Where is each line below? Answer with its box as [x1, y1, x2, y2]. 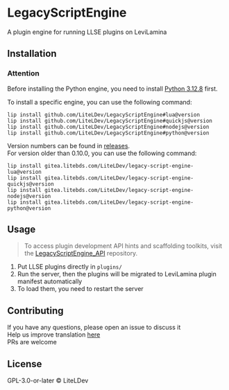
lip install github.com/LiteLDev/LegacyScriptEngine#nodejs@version [7, 123, 210, 130]
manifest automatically [17, 277, 83, 285]
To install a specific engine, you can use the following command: [7, 98, 192, 106]
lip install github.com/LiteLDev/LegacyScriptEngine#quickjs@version [7, 117, 213, 124]
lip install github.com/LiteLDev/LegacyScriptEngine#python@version [7, 130, 210, 136]
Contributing [7, 305, 64, 317]
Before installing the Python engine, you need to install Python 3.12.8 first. [7, 85, 218, 93]
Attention [7, 69, 40, 78]
